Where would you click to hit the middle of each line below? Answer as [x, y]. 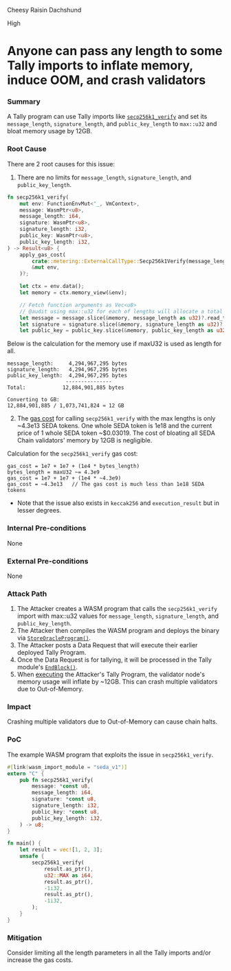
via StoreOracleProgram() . [54, 638]
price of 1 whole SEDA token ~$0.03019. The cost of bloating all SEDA [116, 433]
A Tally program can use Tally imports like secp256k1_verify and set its [107, 117]
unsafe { [32, 856]
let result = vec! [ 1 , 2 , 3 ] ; [61, 850]
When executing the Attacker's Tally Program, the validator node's [111, 674]
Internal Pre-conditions [47, 528]
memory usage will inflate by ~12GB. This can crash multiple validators [117, 682]
